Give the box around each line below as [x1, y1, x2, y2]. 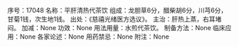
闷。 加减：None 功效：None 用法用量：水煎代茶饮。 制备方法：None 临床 [7, 24, 225, 32]
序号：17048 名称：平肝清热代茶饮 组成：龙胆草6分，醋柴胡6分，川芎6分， [7, 6, 228, 14]
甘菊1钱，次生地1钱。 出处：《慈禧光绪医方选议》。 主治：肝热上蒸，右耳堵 [7, 15, 222, 23]
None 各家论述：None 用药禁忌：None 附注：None [19, 32, 169, 41]
